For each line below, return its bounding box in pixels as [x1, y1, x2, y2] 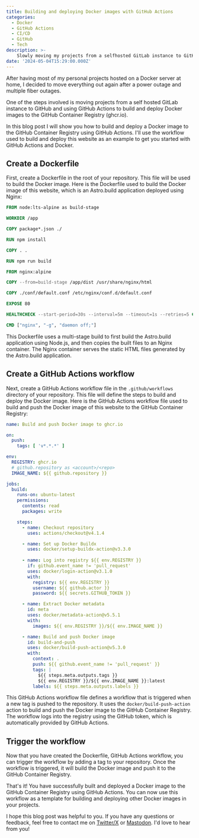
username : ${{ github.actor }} [32, 585, 110, 591]
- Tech [11, 42, 28, 48]
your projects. [6, 801, 40, 808]
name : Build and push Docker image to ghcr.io [6, 421, 123, 427]
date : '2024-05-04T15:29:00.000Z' [6, 58, 92, 64]
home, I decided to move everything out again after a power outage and [6, 81, 182, 88]
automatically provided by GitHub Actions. [6, 719, 110, 726]
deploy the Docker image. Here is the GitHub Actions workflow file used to [6, 397, 188, 404]
